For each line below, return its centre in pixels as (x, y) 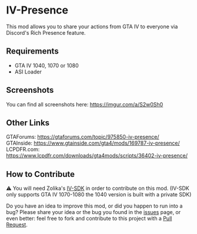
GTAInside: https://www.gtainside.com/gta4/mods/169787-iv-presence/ (93, 143)
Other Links (28, 123)
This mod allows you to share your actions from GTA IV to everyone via (92, 26)
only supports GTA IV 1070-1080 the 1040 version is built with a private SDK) (99, 195)
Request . (17, 225)
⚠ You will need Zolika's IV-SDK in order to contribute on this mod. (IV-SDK (98, 188)
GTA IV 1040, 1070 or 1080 (46, 65)
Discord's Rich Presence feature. (46, 32)
